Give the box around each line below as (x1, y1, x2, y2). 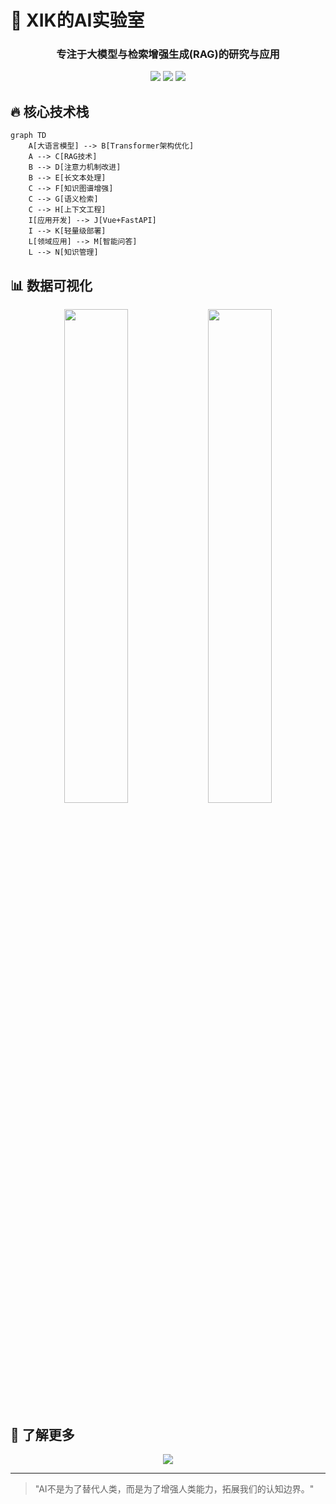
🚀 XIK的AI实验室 (10, 9, 145, 32)
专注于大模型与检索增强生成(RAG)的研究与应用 (56, 47, 280, 61)
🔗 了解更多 (10, 1426, 75, 1443)
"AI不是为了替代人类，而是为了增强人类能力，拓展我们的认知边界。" (34, 1482, 315, 1495)
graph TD (10, 131, 47, 141)
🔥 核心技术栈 (10, 103, 90, 120)
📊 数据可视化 (10, 277, 93, 294)
